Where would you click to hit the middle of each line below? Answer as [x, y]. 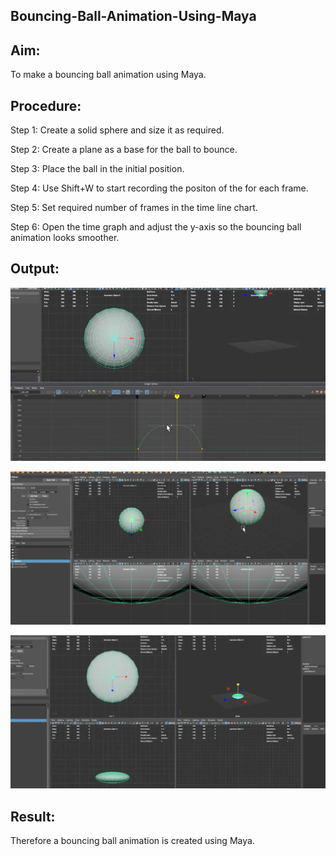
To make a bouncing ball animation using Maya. [108, 75]
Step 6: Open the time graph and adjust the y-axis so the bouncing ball [156, 227]
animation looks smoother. [65, 238]
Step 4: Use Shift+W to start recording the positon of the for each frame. [159, 188]
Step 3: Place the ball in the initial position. [97, 169]
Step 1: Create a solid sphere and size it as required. [117, 130]
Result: [33, 816]
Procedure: [46, 105]
